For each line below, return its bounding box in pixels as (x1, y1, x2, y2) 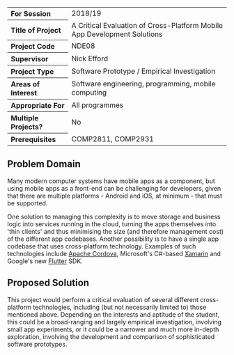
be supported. (7, 198, 48, 207)
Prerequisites (10, 135, 56, 144)
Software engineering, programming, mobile (71, 79, 216, 88)
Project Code (10, 42, 56, 51)
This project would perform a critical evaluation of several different (7, 295, 199, 303)
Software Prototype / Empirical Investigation (71, 66, 216, 76)
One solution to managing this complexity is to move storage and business (7, 212, 221, 221)
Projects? (10, 122, 43, 132)
